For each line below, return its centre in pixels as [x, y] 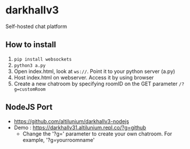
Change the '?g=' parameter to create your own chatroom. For [97, 134]
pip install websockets [43, 59]
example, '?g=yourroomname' [59, 140]
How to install [31, 45]
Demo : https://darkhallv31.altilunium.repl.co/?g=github [80, 127]
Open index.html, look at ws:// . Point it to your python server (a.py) [94, 71]
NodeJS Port [29, 107]
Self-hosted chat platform [36, 26]
